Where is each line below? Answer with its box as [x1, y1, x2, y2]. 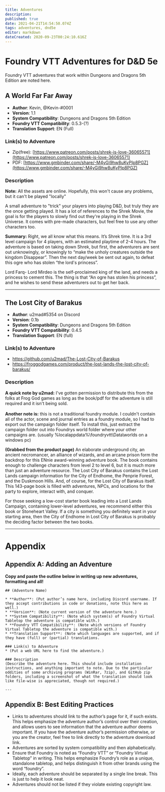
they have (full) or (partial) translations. [5, 635, 100, 640]
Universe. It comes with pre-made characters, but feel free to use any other [5, 219, 158, 224]
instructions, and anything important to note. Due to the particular [5, 665, 153, 670]
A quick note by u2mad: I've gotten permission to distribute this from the [5, 390, 153, 396]
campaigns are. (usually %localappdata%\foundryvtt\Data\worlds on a [5, 432, 148, 438]
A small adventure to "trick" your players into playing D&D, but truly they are [5, 203, 159, 209]
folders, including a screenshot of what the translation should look [5, 674, 153, 679]
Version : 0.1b [12, 317, 39, 323]
